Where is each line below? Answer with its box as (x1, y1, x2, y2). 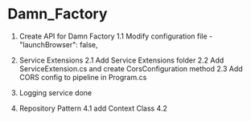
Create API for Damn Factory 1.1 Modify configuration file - (19, 31, 213, 41)
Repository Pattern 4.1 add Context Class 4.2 (19, 103, 168, 113)
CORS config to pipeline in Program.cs (19, 72, 147, 82)
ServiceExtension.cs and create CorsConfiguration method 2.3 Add (19, 63, 243, 73)
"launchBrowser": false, (19, 39, 98, 49)
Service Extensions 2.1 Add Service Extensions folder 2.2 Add (19, 55, 224, 65)
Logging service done (19, 87, 93, 97)
